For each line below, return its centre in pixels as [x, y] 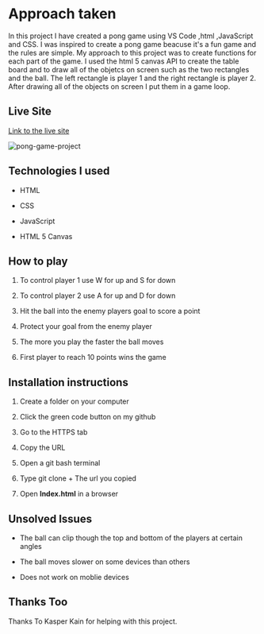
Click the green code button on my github [88, 417]
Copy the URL [42, 448]
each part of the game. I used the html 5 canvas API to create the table [124, 61]
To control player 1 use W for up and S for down [98, 280]
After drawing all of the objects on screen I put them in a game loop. [119, 86]
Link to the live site [39, 130]
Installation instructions [68, 382]
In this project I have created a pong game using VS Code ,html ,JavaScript [131, 36]
